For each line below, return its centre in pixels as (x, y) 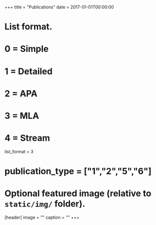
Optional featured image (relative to (78, 194)
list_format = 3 (19, 151)
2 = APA (21, 93)
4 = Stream (27, 138)
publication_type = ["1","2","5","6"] (78, 171)
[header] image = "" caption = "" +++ (42, 217)
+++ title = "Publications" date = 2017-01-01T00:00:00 (59, 7)
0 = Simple (27, 49)
